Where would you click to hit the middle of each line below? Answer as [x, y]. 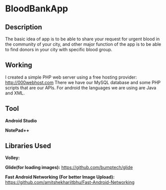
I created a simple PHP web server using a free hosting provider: [71, 77]
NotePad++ [17, 130]
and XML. [15, 93]
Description [24, 27]
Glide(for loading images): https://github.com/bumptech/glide [69, 168]
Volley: [12, 158]
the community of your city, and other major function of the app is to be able [83, 44]
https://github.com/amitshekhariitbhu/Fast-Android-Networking [70, 183]
